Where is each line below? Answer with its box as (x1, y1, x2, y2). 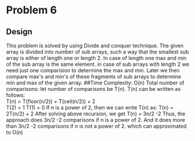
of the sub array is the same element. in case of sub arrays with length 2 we (6, 61, 189, 68)
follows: (6, 91, 25, 98)
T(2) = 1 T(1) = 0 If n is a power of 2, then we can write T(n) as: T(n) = (6, 104, 174, 111)
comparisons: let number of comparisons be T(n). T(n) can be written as (6, 86, 181, 92)
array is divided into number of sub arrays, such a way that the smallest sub (6, 48, 189, 55)
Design (6, 27, 33, 37)
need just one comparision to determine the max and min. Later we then (6, 67, 180, 73)
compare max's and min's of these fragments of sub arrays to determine (6, 73, 182, 80)
